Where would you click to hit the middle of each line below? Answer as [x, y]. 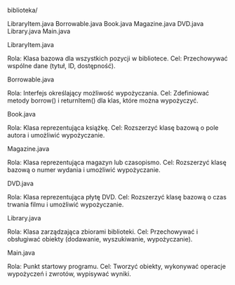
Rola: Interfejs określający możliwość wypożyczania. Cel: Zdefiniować [108, 93]
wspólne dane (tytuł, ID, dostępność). [61, 66]
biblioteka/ [22, 10]
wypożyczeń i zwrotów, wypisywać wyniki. [69, 274]
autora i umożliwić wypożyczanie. [56, 135]
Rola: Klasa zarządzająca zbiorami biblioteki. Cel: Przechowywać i [103, 232]
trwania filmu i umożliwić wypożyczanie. [66, 204]
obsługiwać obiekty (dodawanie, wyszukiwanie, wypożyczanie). [100, 239]
